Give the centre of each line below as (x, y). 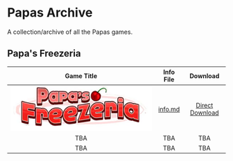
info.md (169, 109)
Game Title (81, 76)
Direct (205, 106)
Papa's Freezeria (44, 54)
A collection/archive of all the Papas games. (70, 32)
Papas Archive (50, 13)
